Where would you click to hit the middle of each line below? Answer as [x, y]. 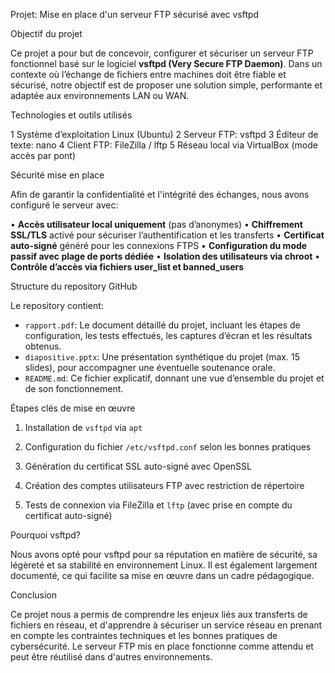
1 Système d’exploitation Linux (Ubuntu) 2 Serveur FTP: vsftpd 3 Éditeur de [164, 134]
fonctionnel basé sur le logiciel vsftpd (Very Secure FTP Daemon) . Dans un [166, 63]
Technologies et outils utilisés [71, 115]
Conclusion [34, 595]
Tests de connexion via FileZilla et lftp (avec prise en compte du [158, 505]
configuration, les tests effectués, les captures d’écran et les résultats [168, 335]
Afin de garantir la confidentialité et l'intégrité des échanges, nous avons [160, 194]
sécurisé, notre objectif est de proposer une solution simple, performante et [166, 85]
